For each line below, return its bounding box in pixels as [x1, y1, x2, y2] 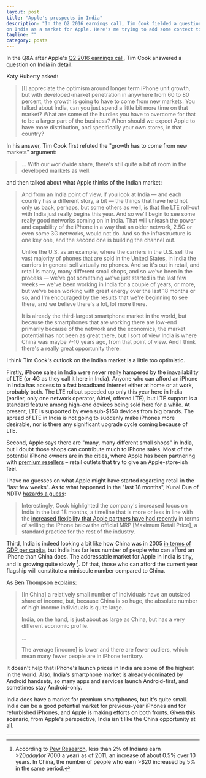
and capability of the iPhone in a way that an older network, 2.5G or [21, 223, 193, 231]
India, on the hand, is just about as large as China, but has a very [21, 616, 185, 623]
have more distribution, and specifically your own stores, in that [21, 124, 182, 131]
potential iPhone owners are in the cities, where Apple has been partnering [6, 452, 196, 459]
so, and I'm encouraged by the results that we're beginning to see [21, 294, 188, 301]
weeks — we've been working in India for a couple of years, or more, [21, 281, 196, 288]
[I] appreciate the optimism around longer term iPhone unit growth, [21, 85, 191, 92]
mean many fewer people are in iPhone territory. [21, 652, 144, 660]
